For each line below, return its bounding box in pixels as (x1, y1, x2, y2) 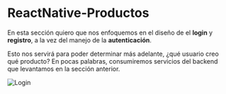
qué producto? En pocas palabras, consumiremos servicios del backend (7, 57, 218, 65)
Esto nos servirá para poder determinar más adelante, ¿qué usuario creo (7, 49, 220, 58)
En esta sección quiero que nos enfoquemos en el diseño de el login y (7, 28, 213, 37)
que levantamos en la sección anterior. (7, 64, 120, 73)
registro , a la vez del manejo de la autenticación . (7, 35, 152, 44)
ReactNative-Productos (7, 5, 149, 21)
